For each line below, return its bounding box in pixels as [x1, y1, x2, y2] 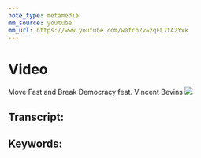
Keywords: [8, 137, 63, 151]
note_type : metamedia [8, 11, 80, 20]
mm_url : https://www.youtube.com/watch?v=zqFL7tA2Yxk [8, 26, 189, 34]
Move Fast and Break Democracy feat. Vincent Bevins [8, 88, 184, 97]
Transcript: [8, 110, 65, 123]
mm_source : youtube [8, 19, 73, 27]
